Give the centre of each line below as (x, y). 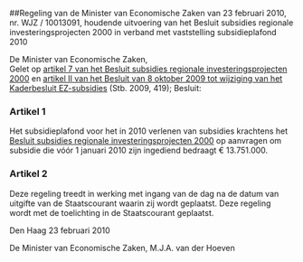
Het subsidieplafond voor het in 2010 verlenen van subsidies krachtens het (149, 131)
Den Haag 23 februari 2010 (60, 230)
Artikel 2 (28, 173)
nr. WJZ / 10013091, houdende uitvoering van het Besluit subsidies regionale (151, 23)
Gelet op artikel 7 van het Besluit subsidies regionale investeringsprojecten (148, 69)
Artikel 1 (28, 111)
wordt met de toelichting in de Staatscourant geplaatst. (112, 212)
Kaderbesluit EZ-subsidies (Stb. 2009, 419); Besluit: (105, 88)
